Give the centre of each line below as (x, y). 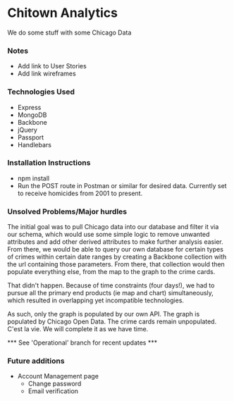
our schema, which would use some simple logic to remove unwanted (109, 235)
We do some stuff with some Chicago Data (69, 32)
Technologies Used (41, 92)
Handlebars (34, 144)
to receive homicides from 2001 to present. (80, 193)
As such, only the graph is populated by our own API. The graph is (104, 314)
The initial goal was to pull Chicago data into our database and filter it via (113, 227)
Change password (55, 384)
